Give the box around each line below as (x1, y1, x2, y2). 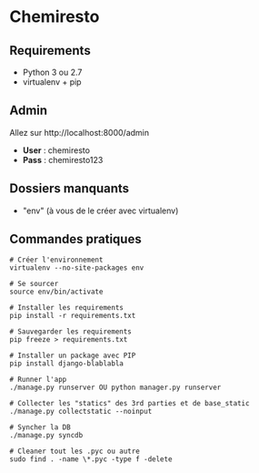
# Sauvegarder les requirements (9, 327, 132, 336)
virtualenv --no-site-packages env (9, 263, 144, 272)
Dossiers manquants (9, 180, 130, 197)
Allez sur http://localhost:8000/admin (9, 127, 150, 138)
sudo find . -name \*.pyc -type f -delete (9, 455, 173, 464)
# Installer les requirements (9, 303, 125, 313)
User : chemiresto (22, 144, 91, 156)
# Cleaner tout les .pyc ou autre (9, 447, 141, 457)
